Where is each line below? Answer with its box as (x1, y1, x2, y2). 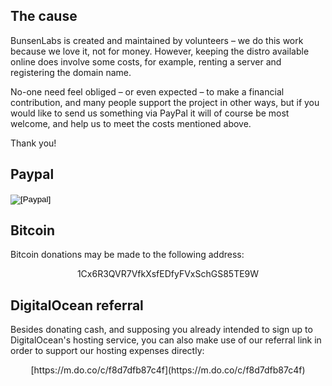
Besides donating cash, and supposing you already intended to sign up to (10, 324, 313, 336)
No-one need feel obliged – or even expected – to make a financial (10, 85, 285, 98)
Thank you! (10, 137, 57, 149)
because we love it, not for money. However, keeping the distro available (10, 45, 310, 57)
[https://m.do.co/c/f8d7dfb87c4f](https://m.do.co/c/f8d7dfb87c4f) (30, 364, 306, 376)
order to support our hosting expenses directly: (10, 345, 205, 357)
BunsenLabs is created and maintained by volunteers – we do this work (10, 34, 304, 46)
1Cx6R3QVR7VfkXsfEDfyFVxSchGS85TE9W (76, 268, 260, 280)
